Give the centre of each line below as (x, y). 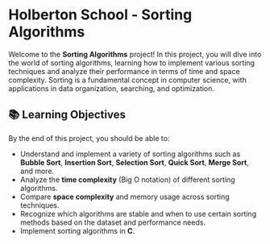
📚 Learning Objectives (67, 115)
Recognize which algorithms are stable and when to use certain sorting (138, 213)
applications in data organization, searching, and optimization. (112, 88)
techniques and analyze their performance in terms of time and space (124, 71)
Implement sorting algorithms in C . (77, 230)
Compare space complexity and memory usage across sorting (125, 196)
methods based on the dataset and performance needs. (113, 222)
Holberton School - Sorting (100, 15)
